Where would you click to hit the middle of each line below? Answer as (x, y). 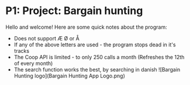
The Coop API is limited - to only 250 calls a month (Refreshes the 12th (99, 57)
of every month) (33, 63)
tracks (22, 50)
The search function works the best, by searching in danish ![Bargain (97, 69)
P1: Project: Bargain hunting (74, 11)
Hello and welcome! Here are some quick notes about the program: (86, 27)
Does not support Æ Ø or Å (46, 38)
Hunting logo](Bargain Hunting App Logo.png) (69, 76)
